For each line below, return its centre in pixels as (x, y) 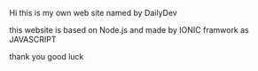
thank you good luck (47, 56)
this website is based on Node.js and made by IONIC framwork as (129, 30)
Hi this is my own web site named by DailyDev (93, 13)
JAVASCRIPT (33, 39)
